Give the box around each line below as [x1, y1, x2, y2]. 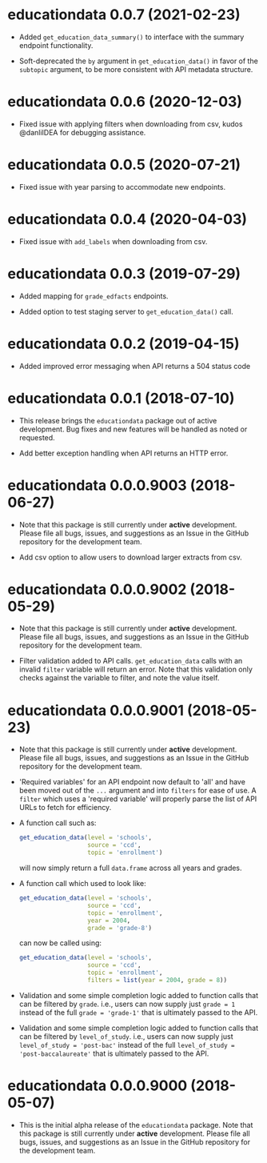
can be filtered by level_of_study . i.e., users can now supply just [18, 1031, 233, 1041]
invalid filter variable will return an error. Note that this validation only [18, 664, 253, 674]
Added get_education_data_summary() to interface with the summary [18, 32, 245, 42]
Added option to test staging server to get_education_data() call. [18, 307, 233, 316]
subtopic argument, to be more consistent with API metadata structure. [18, 64, 253, 74]
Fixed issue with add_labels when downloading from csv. [18, 236, 208, 246]
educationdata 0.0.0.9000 [7, 1077, 188, 1095]
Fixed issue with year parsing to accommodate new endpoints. [18, 182, 226, 191]
